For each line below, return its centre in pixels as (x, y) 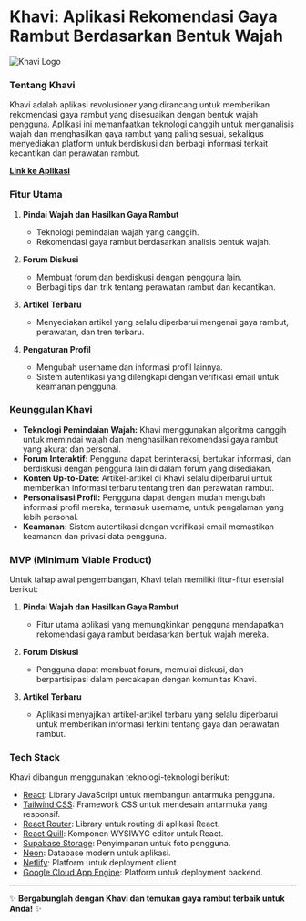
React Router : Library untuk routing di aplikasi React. (121, 824)
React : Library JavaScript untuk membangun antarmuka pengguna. (149, 795)
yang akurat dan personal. (71, 449)
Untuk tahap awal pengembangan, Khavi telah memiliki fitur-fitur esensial (147, 579)
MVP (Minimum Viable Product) (81, 559)
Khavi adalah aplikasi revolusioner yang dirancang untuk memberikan (140, 105)
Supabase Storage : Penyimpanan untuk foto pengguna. (127, 844)
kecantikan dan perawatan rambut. (75, 153)
